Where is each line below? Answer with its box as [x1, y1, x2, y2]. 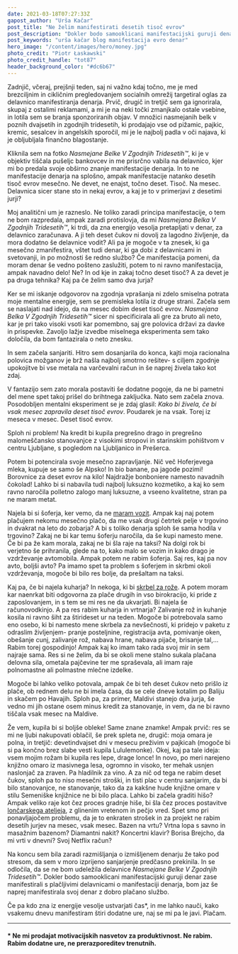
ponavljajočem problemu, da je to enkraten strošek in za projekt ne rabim [7, 813, 221, 822]
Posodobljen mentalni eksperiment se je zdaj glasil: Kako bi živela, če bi [7, 400, 217, 408]
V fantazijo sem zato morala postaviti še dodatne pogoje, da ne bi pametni [7, 384, 225, 393]
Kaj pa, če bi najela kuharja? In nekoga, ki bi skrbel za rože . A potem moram [7, 583, 228, 591]
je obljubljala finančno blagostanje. [7, 135, 109, 144]
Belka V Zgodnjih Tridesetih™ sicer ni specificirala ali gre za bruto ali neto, [7, 312, 222, 320]
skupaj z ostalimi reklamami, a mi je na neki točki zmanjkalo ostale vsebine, [7, 105, 227, 113]
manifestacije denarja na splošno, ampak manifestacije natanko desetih [7, 172, 216, 180]
